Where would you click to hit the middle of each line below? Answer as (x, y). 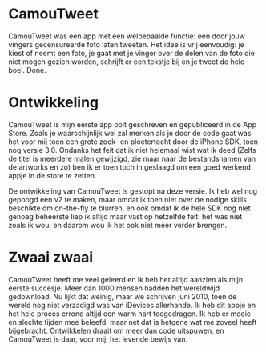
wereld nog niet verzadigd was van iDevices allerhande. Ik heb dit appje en (132, 305)
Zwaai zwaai (51, 258)
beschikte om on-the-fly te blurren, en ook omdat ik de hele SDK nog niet (129, 208)
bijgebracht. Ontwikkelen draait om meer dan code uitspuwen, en (116, 330)
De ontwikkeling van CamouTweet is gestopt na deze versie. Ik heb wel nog (133, 191)
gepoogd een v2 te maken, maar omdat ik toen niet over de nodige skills (127, 199)
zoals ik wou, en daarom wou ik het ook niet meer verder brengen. (117, 225)
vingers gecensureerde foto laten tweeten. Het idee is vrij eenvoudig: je (126, 44)
